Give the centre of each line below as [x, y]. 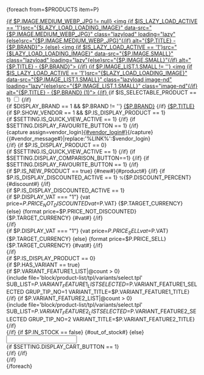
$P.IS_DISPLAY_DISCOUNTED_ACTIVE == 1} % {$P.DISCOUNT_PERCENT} [99, 177]
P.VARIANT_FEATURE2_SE [163, 312]
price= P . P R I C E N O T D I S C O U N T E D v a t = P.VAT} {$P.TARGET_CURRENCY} [95, 204]
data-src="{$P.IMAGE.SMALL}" [134, 54]
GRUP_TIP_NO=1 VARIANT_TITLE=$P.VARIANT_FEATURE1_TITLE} [107, 292]
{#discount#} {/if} [29, 184]
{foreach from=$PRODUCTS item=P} [53, 9]
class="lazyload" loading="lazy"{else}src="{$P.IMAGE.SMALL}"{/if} [92, 60]
